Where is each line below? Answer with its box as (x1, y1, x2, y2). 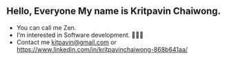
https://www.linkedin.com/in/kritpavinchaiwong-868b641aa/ (16, 45, 188, 53)
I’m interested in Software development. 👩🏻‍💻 (16, 31, 144, 39)
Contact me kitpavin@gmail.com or (16, 37, 117, 46)
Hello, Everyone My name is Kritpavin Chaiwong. (6, 5, 221, 17)
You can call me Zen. (16, 23, 77, 31)
